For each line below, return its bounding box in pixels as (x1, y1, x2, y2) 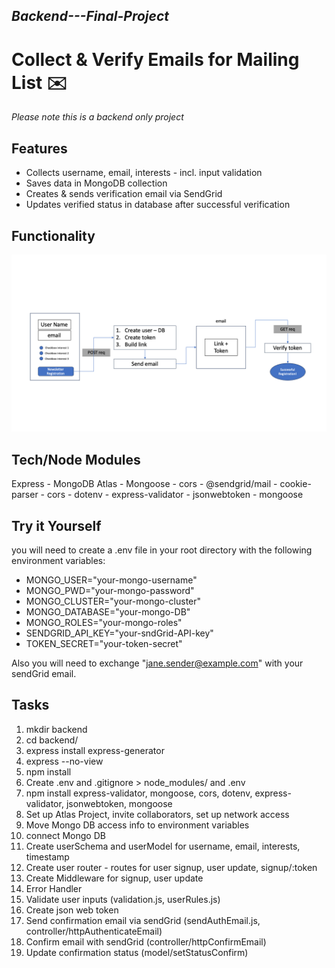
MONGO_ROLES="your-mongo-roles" (25, 617, 183, 629)
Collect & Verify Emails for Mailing (11, 48, 300, 71)
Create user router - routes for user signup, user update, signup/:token (25, 861, 318, 873)
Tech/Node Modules (11, 451, 141, 468)
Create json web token (25, 904, 119, 916)
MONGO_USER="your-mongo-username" (25, 574, 198, 586)
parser (11, 489, 39, 501)
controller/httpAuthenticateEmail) (25, 925, 163, 937)
